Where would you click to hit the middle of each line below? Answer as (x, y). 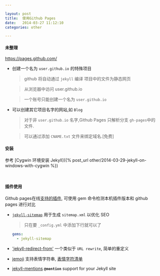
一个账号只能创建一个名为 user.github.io (65, 99)
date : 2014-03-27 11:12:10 (34, 23)
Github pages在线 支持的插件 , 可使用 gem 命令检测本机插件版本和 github (77, 198)
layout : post (18, 14)
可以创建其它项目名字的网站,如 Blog (47, 110)
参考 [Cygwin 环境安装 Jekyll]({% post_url (47, 160)
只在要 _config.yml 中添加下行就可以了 (63, 225)
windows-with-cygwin (27, 166)
